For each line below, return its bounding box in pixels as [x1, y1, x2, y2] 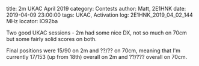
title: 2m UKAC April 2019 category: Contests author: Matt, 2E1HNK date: [6, 5, 186, 12]
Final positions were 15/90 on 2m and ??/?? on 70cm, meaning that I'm [6, 47, 181, 54]
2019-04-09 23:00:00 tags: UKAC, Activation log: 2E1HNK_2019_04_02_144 [6, 11, 194, 18]
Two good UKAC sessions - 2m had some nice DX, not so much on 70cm [6, 29, 188, 36]
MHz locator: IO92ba [6, 18, 58, 24]
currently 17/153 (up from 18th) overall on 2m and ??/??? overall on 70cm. [6, 54, 188, 60]
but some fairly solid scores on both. [6, 36, 97, 42]
